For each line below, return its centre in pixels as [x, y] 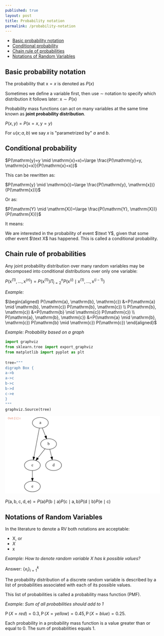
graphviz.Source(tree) [28, 409]
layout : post [18, 16]
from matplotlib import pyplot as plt [45, 352]
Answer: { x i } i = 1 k [22, 569]
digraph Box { [20, 368]
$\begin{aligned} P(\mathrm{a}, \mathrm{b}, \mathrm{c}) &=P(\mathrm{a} [80, 302]
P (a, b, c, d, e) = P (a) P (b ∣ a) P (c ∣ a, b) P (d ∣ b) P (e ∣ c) [58, 502]
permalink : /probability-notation [41, 26]
